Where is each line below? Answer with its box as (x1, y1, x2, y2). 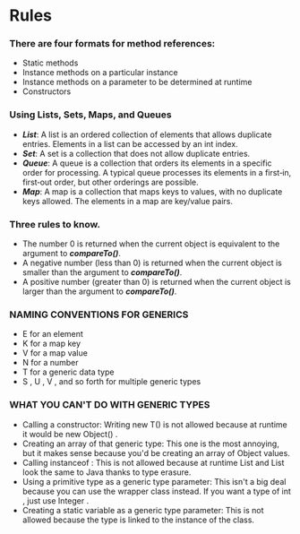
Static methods (21, 57, 79, 68)
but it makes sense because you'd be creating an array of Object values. (21, 447, 291, 458)
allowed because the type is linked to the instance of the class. (21, 514, 255, 525)
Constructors (21, 86, 72, 97)
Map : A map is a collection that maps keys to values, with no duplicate (21, 185, 283, 197)
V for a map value (21, 348, 88, 358)
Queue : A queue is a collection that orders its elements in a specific (21, 158, 272, 168)
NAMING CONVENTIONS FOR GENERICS (9, 308, 189, 321)
